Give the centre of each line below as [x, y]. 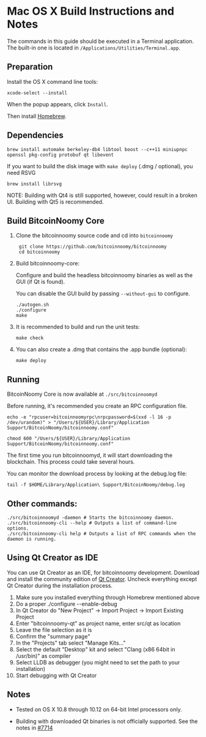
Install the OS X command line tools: [53, 81]
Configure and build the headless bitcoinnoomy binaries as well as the [104, 275]
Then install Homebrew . [37, 116]
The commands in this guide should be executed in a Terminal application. [101, 41]
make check [30, 338]
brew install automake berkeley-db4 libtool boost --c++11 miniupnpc [97, 149]
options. [18, 528]
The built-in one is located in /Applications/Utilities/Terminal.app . [94, 48]
